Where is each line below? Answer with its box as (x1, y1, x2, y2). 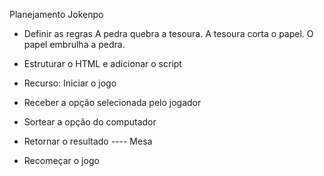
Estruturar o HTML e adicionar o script (23, 58, 182, 69)
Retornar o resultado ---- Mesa (23, 135, 153, 147)
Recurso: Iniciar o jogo (23, 77, 117, 89)
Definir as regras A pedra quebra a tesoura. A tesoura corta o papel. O (23, 28, 314, 39)
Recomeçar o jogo (23, 155, 100, 166)
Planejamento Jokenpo (9, 9, 104, 20)
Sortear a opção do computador (23, 116, 157, 128)
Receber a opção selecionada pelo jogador (23, 97, 202, 108)
